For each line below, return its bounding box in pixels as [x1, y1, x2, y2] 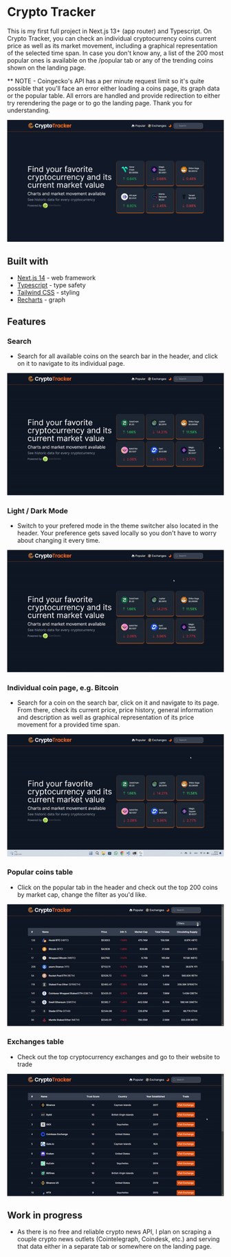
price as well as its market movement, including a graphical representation [7, 41, 218, 50]
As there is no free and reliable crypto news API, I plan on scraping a [16, 1227, 212, 1236]
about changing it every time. [16, 537, 100, 545]
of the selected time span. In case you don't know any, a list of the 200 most [7, 49, 224, 57]
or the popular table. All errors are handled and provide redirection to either [7, 91, 221, 100]
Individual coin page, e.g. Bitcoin [7, 683, 119, 692]
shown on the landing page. [7, 63, 86, 72]
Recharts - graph [16, 295, 66, 304]
